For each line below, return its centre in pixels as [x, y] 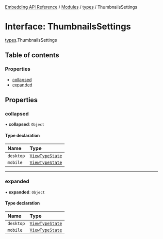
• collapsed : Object [25, 124]
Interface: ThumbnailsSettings [68, 27]
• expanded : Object [25, 192]
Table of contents [32, 55]
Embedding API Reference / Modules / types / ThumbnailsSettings [71, 7]
